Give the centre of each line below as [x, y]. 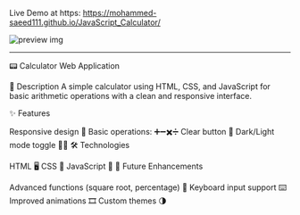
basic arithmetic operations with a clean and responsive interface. [131, 96]
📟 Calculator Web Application [65, 66]
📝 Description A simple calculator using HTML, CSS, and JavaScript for [140, 87]
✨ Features [30, 113]
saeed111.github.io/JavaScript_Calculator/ [85, 22]
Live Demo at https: [45, 13]
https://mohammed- [120, 13]
